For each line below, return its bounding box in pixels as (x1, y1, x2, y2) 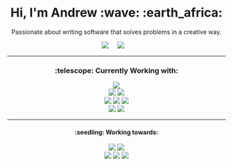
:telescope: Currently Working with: (54, 66, 179, 75)
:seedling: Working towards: (74, 128, 159, 136)
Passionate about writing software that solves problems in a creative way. (11, 28, 222, 36)
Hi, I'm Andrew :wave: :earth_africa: (10, 5, 223, 21)
